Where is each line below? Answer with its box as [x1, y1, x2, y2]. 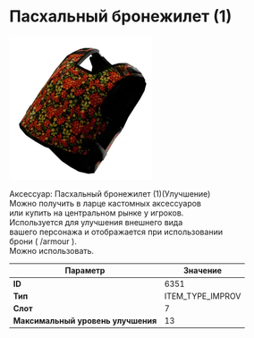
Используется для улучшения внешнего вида [9, 216, 183, 227]
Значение [182, 266, 222, 276]
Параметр [64, 266, 106, 276]
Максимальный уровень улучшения [13, 316, 157, 326]
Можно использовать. [9, 245, 95, 256]
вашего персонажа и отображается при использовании [9, 226, 224, 237]
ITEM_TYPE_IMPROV [164, 291, 241, 301]
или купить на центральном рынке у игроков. [9, 207, 184, 218]
